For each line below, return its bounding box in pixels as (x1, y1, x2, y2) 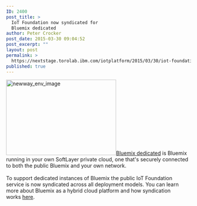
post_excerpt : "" (6, 42, 49, 48)
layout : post (6, 47, 38, 53)
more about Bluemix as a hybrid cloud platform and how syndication (6, 187, 171, 194)
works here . (6, 194, 35, 201)
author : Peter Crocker (6, 31, 62, 36)
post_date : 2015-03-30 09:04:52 (6, 36, 85, 42)
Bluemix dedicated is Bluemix (116, 149, 188, 157)
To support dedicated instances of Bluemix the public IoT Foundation (6, 175, 173, 182)
